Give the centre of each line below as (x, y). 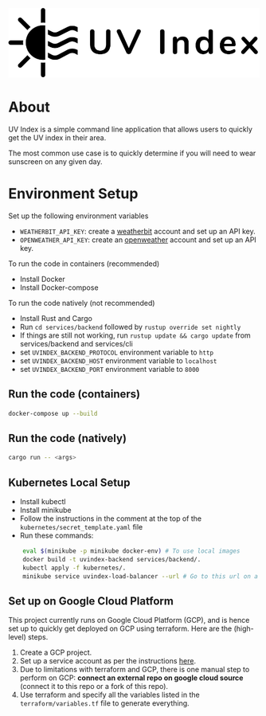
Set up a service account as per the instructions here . (108, 661)
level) (17, 637)
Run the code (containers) (74, 394)
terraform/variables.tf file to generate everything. (104, 703)
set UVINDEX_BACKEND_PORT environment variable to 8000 (110, 369)
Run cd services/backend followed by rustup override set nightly (130, 327)
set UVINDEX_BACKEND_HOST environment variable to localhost (118, 360)
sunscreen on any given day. (55, 162)
